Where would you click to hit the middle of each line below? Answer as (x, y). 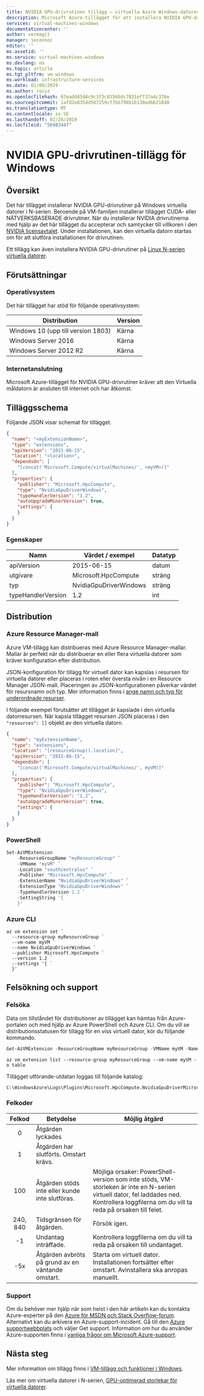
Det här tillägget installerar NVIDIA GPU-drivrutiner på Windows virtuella (97, 205)
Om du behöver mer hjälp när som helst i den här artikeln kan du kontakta (98, 1309)
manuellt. (106, 1277)
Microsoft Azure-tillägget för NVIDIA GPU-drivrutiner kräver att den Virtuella (101, 382)
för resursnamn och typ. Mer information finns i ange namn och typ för (95, 691)
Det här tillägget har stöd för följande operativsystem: (73, 305)
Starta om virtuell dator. (126, 1254)
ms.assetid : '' (25, 52)
